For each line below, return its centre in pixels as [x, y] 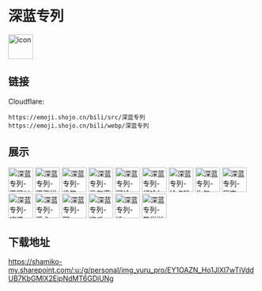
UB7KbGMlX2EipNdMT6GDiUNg [61, 278]
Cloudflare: [27, 101]
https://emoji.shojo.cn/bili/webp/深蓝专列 [78, 126]
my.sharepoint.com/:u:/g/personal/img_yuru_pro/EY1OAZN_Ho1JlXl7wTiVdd [131, 270]
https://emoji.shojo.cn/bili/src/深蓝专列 [77, 117]
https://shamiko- [35, 262]
